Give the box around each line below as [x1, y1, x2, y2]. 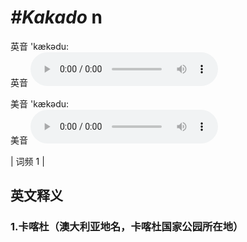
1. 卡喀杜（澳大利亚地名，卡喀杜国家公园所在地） [10, 220, 244, 234]
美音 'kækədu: [10, 97, 70, 110]
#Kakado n [10, 6, 103, 29]
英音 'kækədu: [10, 40, 70, 52]
